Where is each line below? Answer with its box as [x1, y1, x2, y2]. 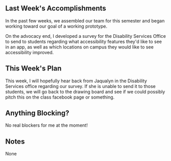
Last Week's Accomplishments [5, 4, 106, 13]
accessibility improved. [5, 49, 54, 55]
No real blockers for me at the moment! [5, 122, 88, 128]
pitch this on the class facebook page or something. [5, 94, 115, 100]
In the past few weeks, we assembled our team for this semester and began [5, 17, 165, 24]
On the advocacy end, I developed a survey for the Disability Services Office [5, 33, 166, 39]
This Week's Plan [5, 64, 62, 73]
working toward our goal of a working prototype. [5, 23, 108, 29]
